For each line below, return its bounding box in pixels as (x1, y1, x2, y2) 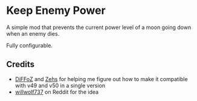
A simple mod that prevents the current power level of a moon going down (6, 24, 192, 31)
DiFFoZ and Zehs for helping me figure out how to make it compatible (15, 75, 189, 82)
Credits (6, 59, 35, 70)
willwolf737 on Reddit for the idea (15, 88, 98, 96)
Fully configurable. (6, 42, 53, 49)
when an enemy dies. (6, 30, 60, 37)
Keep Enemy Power (6, 4, 106, 18)
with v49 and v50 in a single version (15, 82, 106, 89)
